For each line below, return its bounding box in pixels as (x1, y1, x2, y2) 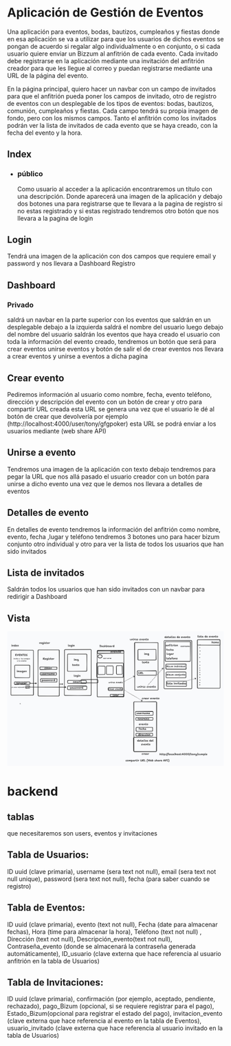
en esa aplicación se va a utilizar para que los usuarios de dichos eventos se (7, 34, 224, 43)
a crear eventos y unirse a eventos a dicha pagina (7, 352, 148, 360)
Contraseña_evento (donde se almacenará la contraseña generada (7, 942, 196, 950)
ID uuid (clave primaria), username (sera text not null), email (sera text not (7, 867, 217, 875)
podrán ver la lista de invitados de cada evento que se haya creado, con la (7, 121, 218, 129)
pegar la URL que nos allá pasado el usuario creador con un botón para (7, 472, 210, 481)
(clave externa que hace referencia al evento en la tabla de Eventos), (7, 1016, 201, 1025)
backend (7, 784, 58, 799)
